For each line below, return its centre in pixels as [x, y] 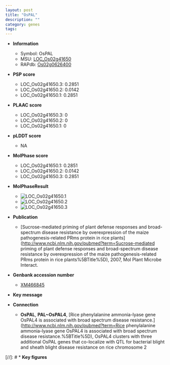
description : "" [23, 19]
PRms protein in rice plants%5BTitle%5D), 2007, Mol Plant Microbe [91, 260]
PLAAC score [27, 105]
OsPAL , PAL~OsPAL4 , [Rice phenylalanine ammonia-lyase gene [88, 315]
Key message [27, 295]
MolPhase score [30, 156]
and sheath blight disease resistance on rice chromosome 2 [83, 347]
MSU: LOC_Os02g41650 [46, 59]
